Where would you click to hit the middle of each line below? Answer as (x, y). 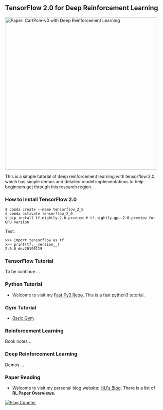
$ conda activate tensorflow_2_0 (39, 214)
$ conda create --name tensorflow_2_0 (44, 210)
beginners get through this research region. (49, 187)
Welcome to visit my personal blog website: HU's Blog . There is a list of (84, 388)
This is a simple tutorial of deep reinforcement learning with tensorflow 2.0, (80, 176)
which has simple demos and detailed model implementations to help (74, 181)
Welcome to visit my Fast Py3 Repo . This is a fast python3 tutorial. (78, 295)
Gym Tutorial (21, 308)
